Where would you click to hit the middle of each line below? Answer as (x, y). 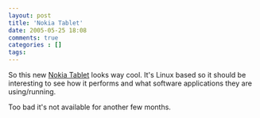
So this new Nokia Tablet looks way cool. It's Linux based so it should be (127, 75)
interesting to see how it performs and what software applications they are (130, 83)
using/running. (32, 91)
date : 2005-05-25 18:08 (48, 30)
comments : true (33, 38)
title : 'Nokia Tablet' (46, 23)
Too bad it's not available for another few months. (89, 107)
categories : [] (35, 45)
